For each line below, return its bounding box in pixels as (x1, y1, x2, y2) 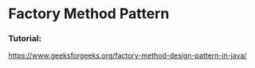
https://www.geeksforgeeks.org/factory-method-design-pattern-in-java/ (8, 51, 247, 60)
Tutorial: (8, 33, 42, 44)
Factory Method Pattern (8, 5, 170, 23)
